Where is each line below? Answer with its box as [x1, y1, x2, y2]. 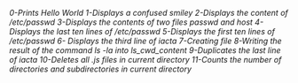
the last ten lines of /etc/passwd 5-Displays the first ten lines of [43, 26, 275, 36]
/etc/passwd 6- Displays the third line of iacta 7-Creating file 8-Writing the [9, 35, 282, 46]
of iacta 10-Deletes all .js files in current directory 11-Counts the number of [9, 55, 282, 64]
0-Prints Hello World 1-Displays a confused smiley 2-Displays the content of [9, 8, 288, 18]
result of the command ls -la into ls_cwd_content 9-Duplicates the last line [9, 45, 281, 56]
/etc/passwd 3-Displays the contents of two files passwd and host [9, 17, 253, 27]
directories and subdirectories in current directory [9, 64, 192, 74]
